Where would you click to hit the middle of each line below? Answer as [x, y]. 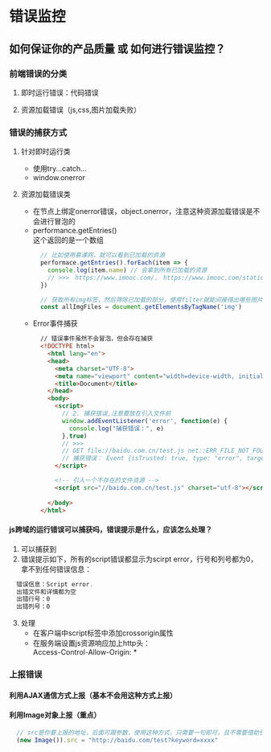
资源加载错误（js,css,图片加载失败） [81, 109]
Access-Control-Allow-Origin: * [85, 652]
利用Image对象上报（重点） [55, 715]
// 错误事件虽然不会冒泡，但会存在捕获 [96, 339]
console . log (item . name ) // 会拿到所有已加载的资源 [127, 270]
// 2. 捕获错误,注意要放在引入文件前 [116, 414]
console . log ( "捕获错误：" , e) [116, 428]
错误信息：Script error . [55, 584]
